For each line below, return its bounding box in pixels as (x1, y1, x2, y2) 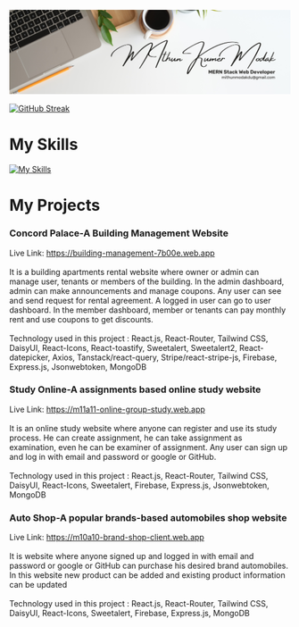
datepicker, (9, 352, 51, 363)
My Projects (9, 196, 101, 215)
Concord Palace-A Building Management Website (9, 227, 229, 239)
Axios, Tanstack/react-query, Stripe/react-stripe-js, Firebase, (52, 352, 278, 363)
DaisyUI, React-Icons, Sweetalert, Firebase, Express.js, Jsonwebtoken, (9, 480, 270, 490)
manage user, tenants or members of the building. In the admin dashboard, (9, 276, 285, 287)
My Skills (9, 135, 79, 155)
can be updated (9, 580, 68, 590)
